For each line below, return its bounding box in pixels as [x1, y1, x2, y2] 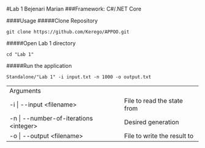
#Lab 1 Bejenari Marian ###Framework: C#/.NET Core [6, 6, 142, 12]
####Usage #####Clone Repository [6, 17, 98, 24]
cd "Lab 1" [6, 51, 34, 57]
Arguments [9, 87, 41, 95]
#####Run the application [6, 62, 72, 69]
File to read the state [124, 97, 183, 105]
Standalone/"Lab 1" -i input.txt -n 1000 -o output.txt [6, 74, 151, 80]
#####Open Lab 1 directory [6, 40, 76, 46]
